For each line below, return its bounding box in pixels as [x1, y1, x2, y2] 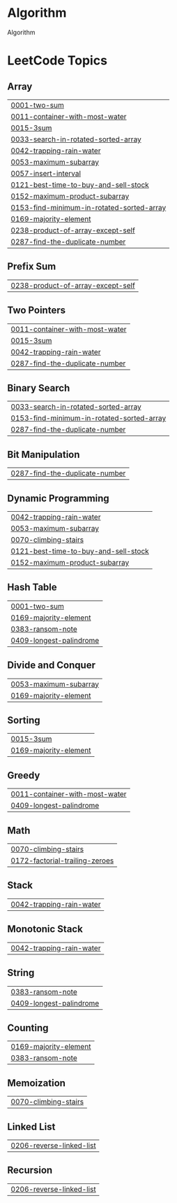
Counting [7, 1022, 49, 1034]
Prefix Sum [7, 260, 56, 272]
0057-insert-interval [10, 168, 82, 178]
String [7, 967, 35, 979]
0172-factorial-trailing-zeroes [10, 856, 114, 865]
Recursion [7, 1164, 53, 1176]
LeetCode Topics [7, 53, 108, 69]
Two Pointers [7, 305, 66, 317]
